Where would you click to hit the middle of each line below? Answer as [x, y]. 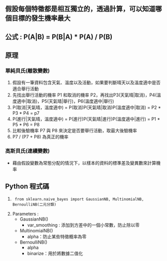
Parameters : [25, 214]
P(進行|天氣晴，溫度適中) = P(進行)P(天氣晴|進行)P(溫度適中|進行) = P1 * [86, 119]
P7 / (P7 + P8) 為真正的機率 [40, 137]
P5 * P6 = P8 [26, 125]
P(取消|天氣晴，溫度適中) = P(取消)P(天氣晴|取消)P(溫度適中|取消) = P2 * [87, 108]
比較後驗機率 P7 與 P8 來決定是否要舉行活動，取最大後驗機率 [75, 131]
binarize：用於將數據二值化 [55, 253]
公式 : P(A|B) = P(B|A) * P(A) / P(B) [59, 37]
